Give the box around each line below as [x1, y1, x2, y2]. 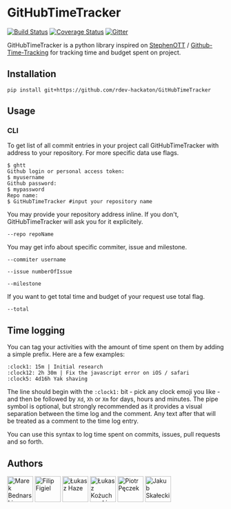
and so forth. [7, 437, 43, 446]
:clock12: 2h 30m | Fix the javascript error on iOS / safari [7, 370, 190, 377]
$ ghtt [7, 162, 26, 169]
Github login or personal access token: [7, 168, 125, 175]
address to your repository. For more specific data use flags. [7, 149, 179, 157]
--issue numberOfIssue [7, 269, 72, 276]
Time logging [7, 324, 66, 336]
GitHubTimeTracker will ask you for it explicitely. [7, 218, 143, 226]
